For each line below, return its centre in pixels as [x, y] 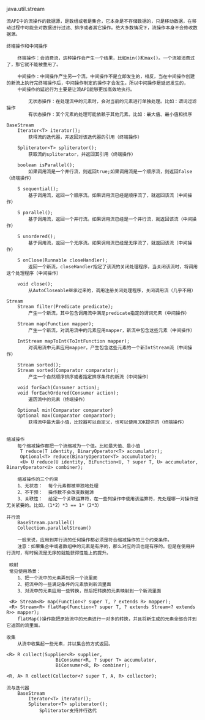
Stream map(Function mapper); [56, 324]
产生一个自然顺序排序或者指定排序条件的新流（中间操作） [90, 377]
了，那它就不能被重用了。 [34, 64]
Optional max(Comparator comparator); [67, 416]
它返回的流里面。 [25, 625]
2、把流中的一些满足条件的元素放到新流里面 [64, 584]
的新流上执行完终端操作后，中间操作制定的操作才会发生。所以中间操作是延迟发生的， [97, 83]
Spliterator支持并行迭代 [68, 711]
